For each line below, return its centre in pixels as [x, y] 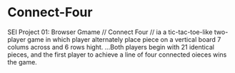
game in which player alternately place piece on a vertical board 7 [124, 39]
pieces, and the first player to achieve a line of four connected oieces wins [117, 55]
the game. [22, 62]
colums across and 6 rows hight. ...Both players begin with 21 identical [111, 47]
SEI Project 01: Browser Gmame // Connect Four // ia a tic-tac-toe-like [110, 32]
